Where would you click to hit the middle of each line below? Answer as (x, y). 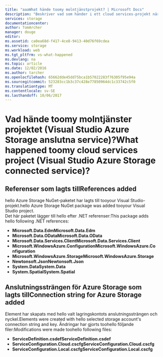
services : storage (24, 18)
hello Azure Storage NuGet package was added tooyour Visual (83, 206)
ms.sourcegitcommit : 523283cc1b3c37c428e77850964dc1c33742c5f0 (70, 82)
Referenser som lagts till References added (71, 189)
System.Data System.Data (39, 267)
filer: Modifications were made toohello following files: (59, 330)
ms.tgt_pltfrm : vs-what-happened (39, 55)
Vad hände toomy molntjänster (68, 119)
